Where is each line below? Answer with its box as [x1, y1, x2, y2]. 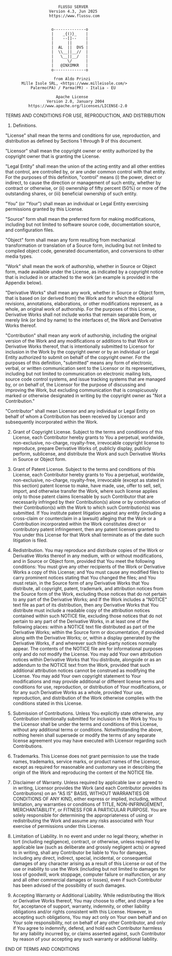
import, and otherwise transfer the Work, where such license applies [12, 488, 158, 494]
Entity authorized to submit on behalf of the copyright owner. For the [5, 355, 150, 360]
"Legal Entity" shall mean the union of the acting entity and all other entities [5, 163, 165, 169]
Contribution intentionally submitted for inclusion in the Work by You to [12, 716, 163, 722]
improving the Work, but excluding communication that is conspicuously [5, 387, 158, 393]
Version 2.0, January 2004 [46, 99, 104, 104]
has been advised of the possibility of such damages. [12, 882, 126, 888]
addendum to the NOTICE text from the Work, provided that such [12, 662, 150, 668]
